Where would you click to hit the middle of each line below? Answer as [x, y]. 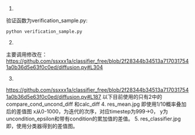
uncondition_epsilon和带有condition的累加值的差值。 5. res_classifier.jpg [93, 119]
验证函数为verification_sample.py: [47, 20]
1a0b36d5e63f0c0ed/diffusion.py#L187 [54, 97]
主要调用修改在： [27, 54]
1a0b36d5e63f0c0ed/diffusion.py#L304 [55, 67]
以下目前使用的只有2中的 [132, 97]
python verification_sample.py [44, 32]
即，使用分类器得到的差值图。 [42, 126]
